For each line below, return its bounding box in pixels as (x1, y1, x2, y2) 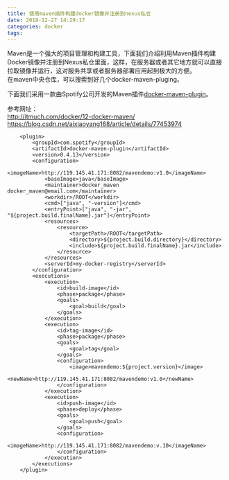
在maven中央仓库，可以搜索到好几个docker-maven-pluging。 (7, 75, 184, 84)
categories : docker (7, 23, 64, 30)
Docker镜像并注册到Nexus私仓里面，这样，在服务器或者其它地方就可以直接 (7, 58, 223, 66)
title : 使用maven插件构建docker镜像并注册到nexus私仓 (7, 10, 151, 17)
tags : (7, 29, 23, 37)
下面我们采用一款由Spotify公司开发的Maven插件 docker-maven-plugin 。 (7, 90, 212, 98)
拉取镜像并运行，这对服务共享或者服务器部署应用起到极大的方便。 (7, 66, 196, 75)
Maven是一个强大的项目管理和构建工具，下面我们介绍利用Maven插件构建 (7, 49, 217, 57)
